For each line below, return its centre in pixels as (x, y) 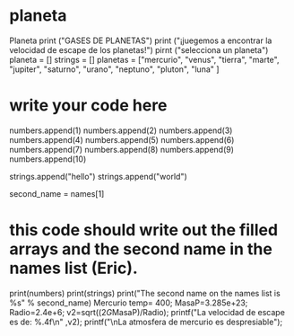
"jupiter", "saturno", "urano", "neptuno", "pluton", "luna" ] (114, 69)
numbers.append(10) (48, 159)
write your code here (88, 106)
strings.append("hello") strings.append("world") (99, 176)
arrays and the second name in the (141, 249)
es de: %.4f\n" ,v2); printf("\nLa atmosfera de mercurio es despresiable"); (146, 322)
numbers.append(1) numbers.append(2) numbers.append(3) (121, 130)
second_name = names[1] (57, 193)
